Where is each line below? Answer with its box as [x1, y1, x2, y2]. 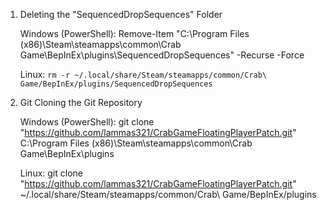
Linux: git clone [19, 167, 83, 179]
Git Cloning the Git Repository [19, 97, 143, 108]
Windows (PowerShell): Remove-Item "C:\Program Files [19, 28, 250, 39]
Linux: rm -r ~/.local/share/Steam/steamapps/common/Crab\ [19, 69, 268, 80]
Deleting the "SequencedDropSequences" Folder [19, 9, 223, 20]
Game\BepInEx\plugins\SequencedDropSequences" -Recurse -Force [19, 49, 305, 61]
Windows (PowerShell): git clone [19, 116, 155, 128]
